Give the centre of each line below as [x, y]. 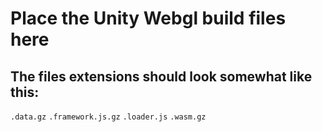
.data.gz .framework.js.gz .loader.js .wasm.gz [108, 117]
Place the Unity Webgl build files [148, 18]
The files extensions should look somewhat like [161, 76]
